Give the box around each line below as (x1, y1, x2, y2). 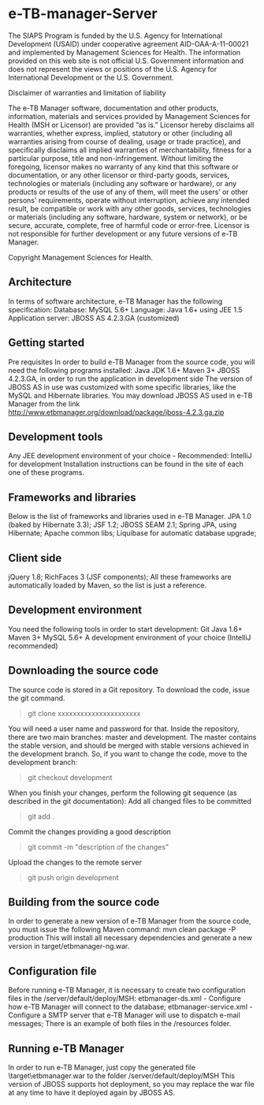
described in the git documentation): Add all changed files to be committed (8, 796, 252, 805)
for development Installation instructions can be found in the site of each (8, 459, 244, 469)
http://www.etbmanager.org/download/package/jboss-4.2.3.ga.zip (8, 407, 225, 416)
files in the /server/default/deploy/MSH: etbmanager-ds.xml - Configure (8, 994, 242, 1003)
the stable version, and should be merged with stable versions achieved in (8, 741, 250, 750)
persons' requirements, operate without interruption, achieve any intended (8, 195, 250, 205)
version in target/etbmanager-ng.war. (8, 942, 130, 951)
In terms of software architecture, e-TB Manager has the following (8, 297, 223, 306)
